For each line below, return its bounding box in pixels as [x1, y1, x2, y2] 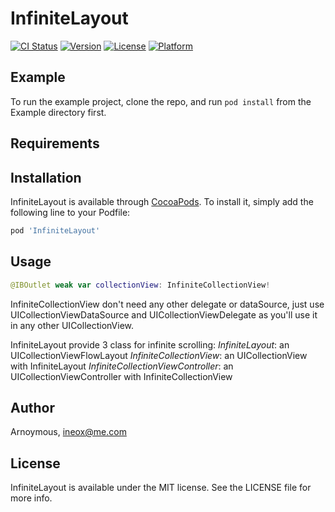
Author [10, 399, 55, 416]
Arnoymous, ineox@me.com [10, 426, 127, 438]
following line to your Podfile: [10, 206, 131, 218]
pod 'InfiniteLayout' [10, 225, 101, 236]
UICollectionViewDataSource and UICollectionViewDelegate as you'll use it [10, 308, 318, 321]
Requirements [10, 135, 100, 152]
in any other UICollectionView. [10, 319, 135, 331]
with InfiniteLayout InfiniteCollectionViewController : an [10, 360, 234, 372]
